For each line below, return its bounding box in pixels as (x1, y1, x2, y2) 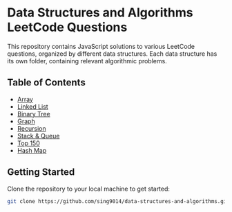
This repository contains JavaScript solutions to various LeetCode (7, 42, 195, 50)
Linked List (17, 102, 48, 111)
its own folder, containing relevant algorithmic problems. (7, 56, 167, 65)
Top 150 (17, 139, 40, 147)
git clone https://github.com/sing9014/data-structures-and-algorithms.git (7, 198, 230, 204)
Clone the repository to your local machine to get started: (7, 184, 171, 193)
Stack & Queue (17, 131, 60, 140)
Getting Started (7, 167, 75, 178)
